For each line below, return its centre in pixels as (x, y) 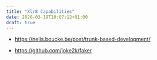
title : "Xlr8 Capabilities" (41, 11)
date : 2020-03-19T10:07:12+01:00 (47, 17)
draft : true (21, 22)
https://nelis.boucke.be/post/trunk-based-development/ (83, 39)
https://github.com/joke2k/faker (53, 51)
